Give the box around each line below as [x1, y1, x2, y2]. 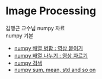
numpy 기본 [5, 31, 34, 39]
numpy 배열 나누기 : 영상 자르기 [14, 52, 88, 59]
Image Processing [5, 4, 96, 18]
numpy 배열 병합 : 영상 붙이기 [14, 45, 84, 52]
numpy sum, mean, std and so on [14, 66, 96, 73]
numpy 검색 [14, 59, 43, 67]
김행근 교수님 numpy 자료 [5, 24, 65, 31]
